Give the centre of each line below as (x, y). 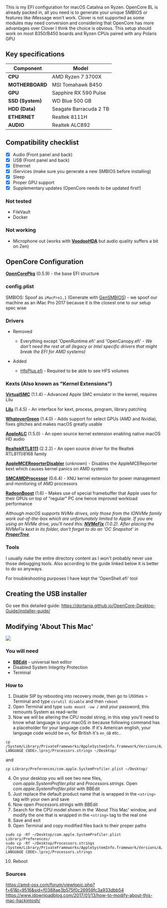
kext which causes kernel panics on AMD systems (57, 469)
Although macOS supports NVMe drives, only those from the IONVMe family (84, 513)
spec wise (16, 308)
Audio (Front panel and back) (43, 154)
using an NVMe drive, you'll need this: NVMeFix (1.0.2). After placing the (80, 524)
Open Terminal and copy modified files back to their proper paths (80, 825)
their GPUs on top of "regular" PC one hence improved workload (72, 499)
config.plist (20, 286)
